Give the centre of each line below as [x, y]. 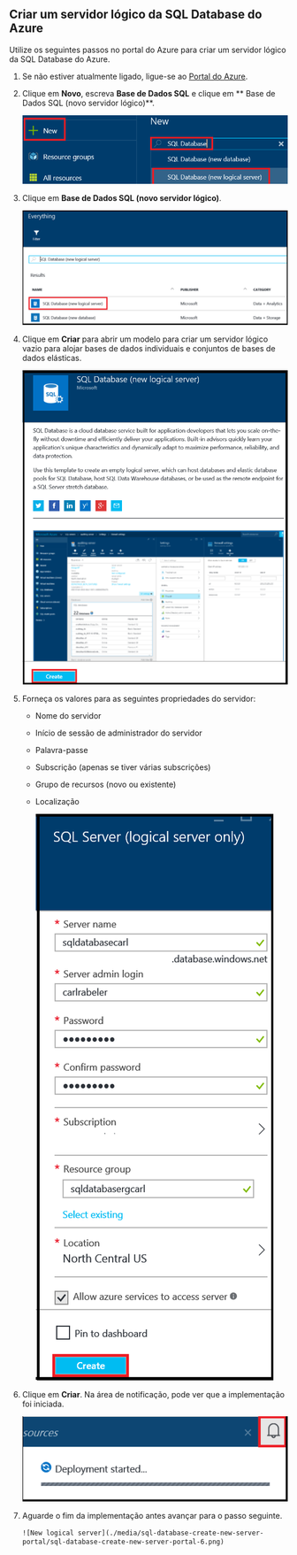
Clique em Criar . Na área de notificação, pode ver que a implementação [153, 1395]
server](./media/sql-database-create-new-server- [171, 1533]
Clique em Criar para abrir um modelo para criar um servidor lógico [145, 339]
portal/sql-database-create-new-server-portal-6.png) [123, 1542]
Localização [57, 802]
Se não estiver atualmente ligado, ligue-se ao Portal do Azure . [135, 76]
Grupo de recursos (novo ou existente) [106, 785]
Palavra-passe [61, 751]
